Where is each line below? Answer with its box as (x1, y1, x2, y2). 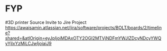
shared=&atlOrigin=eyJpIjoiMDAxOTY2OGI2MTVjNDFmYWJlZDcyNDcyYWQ (5, 35, 162, 41)
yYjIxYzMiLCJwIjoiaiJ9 (5, 40, 52, 46)
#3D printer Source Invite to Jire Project (5, 19, 87, 25)
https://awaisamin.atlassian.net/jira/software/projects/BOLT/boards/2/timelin (5, 24, 162, 30)
